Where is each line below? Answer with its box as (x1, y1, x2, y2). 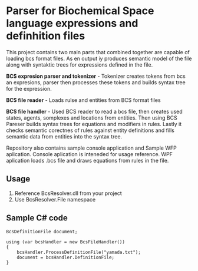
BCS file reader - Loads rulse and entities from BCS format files (6, 96, 161, 104)
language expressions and (6, 16, 138, 30)
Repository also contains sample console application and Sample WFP (6, 144, 177, 151)
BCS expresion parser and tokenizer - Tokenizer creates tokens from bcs (6, 72, 186, 80)
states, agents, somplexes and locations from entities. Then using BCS (6, 114, 178, 121)
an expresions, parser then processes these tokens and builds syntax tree (6, 78, 186, 86)
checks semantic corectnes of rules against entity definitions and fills (6, 127, 175, 134)
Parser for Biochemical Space (6, 4, 154, 18)
